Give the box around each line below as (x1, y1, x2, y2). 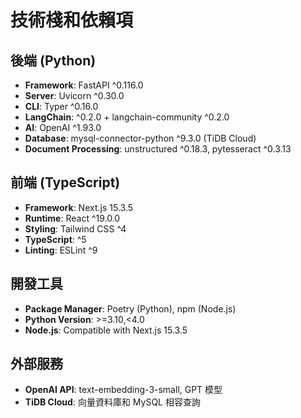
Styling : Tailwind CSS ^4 (24, 222, 127, 235)
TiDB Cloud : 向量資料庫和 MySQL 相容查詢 (24, 396, 201, 408)
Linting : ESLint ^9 (24, 244, 98, 256)
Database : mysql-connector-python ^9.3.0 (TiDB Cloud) (24, 132, 257, 144)
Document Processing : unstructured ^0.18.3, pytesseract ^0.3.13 (24, 143, 292, 155)
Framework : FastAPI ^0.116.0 (24, 79, 144, 91)
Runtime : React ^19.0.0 (24, 212, 121, 224)
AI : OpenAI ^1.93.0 (24, 122, 102, 133)
